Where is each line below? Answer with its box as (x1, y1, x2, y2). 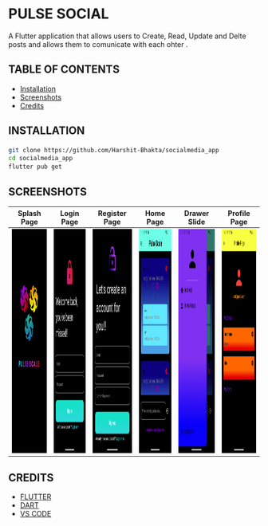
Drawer (183, 208, 210, 218)
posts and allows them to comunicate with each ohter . (8, 39, 189, 49)
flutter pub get (8, 163, 62, 171)
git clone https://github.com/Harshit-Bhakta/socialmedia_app (8, 146, 219, 154)
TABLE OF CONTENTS (8, 63, 120, 77)
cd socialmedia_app (8, 155, 73, 163)
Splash (18, 208, 41, 218)
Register (97, 208, 127, 218)
